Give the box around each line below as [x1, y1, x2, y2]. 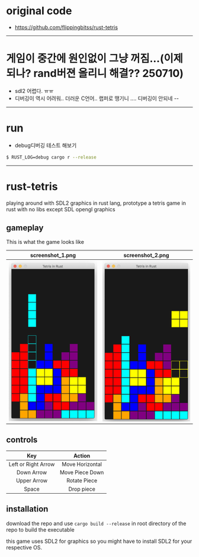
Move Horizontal [62, 461, 102, 468]
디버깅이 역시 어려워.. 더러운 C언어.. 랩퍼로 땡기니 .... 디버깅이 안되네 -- [14, 95, 179, 102]
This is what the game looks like [6, 239, 85, 246]
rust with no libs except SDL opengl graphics [6, 205, 115, 213]
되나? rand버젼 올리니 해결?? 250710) [6, 67, 184, 81]
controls [6, 434, 38, 445]
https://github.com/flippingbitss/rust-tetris [14, 24, 118, 31]
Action [73, 452, 91, 459]
